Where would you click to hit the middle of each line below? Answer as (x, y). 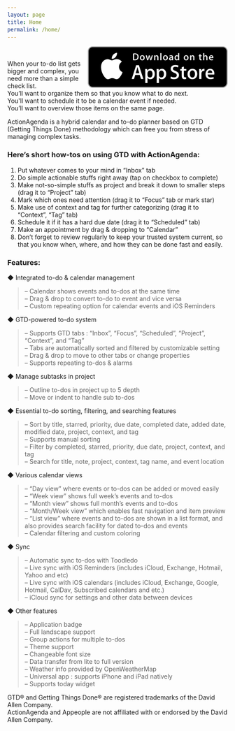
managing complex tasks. (44, 137)
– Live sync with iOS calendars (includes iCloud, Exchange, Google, (121, 582)
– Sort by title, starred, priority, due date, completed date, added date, (125, 424)
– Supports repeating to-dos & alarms (78, 363)
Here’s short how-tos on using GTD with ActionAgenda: (104, 155)
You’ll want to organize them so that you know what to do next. (98, 94)
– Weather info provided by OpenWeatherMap (91, 669)
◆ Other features (32, 611)
